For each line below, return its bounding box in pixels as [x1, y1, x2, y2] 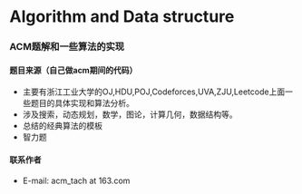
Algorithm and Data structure [9, 6, 235, 27]
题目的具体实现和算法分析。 [30, 98, 134, 109]
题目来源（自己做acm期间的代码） [9, 64, 138, 75]
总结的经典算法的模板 [22, 121, 102, 131]
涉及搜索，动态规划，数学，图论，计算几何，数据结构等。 [22, 109, 238, 120]
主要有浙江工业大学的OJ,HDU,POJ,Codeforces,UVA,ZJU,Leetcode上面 [22, 86, 286, 97]
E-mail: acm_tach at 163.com [22, 175, 131, 186]
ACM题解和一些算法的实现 [9, 41, 125, 53]
